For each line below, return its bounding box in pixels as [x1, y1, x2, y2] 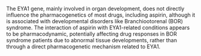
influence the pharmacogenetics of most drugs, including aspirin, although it [6, 11, 196, 18]
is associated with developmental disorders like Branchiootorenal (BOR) [6, 18, 183, 24]
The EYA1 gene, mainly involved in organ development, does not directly [6, 5, 185, 12]
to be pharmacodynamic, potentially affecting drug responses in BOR [6, 30, 177, 38]
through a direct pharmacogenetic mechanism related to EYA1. [6, 43, 161, 50]
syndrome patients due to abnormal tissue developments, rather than [6, 37, 177, 43]
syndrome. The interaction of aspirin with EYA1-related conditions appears [6, 24, 190, 31]
